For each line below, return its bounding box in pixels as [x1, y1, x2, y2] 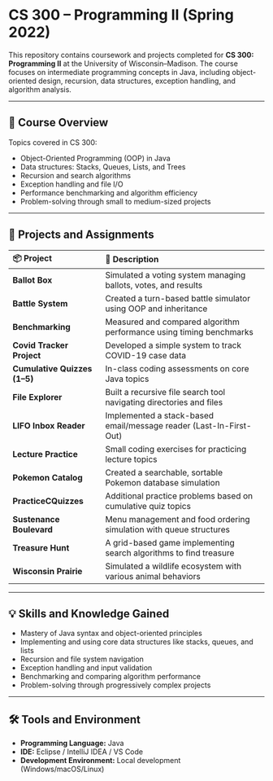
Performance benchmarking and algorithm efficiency [19, 187, 197, 197]
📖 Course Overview [8, 116, 109, 129]
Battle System [12, 297, 68, 309]
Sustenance [12, 513, 60, 524]
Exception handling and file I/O [19, 179, 123, 189]
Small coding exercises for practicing [105, 443, 247, 454]
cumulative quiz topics [105, 500, 191, 511]
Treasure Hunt [12, 542, 70, 553]
